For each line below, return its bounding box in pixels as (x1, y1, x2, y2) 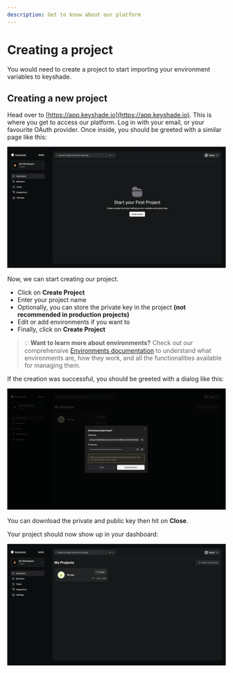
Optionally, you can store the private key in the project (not (17, 303, 186, 311)
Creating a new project (7, 92, 107, 104)
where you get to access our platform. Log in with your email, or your (7, 118, 205, 126)
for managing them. (24, 361, 81, 369)
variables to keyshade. (7, 72, 71, 81)
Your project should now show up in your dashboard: (7, 530, 159, 538)
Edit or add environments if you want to (17, 317, 130, 326)
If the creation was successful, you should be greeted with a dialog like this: (7, 374, 224, 383)
